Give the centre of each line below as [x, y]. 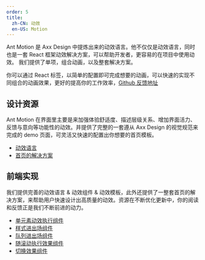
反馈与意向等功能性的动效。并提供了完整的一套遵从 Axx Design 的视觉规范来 [102, 127]
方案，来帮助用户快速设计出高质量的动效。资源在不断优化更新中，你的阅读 [105, 200]
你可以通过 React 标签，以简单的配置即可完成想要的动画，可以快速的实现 [98, 75]
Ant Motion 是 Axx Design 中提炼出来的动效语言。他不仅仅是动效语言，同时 [101, 47]
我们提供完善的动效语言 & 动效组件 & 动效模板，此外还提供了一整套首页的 [98, 192]
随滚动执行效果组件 [39, 243]
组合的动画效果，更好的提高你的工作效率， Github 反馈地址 [85, 83]
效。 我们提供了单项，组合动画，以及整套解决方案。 [71, 62]
